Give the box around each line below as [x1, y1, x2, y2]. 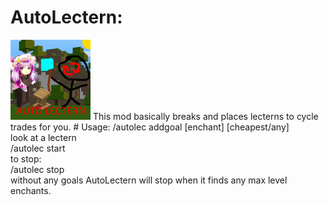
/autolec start [10, 142, 66, 154]
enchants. [10, 184, 52, 196]
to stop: [10, 152, 42, 165]
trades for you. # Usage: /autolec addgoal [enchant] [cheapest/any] [10, 121, 290, 133]
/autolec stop [10, 163, 65, 175]
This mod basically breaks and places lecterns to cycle [92, 110, 319, 122]
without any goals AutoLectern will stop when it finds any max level [10, 174, 288, 186]
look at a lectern [10, 131, 77, 143]
